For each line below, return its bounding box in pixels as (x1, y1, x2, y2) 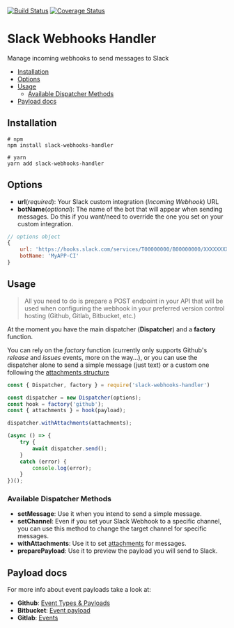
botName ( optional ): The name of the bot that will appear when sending (17, 205, 223, 213)
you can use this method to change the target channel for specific (17, 524, 208, 533)
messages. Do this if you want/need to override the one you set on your (17, 212, 224, 221)
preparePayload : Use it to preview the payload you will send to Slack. (17, 547, 218, 555)
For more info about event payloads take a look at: (7, 586, 151, 594)
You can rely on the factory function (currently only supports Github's (7, 345, 208, 354)
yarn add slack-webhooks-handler (7, 160, 104, 167)
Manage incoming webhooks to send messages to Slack (7, 54, 169, 62)
